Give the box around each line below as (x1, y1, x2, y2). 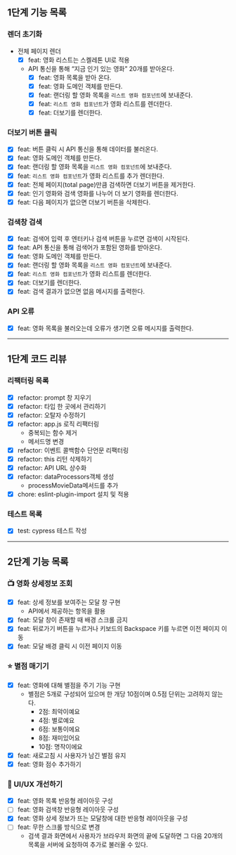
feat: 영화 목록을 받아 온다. (38, 73, 112, 81)
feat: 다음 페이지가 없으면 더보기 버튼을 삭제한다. (17, 197, 151, 206)
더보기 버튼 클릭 (7, 127, 58, 137)
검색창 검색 (7, 217, 43, 227)
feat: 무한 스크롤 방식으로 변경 (17, 823, 100, 831)
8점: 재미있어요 (38, 733, 81, 742)
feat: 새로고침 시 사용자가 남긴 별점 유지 (17, 751, 126, 759)
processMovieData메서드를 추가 (27, 481, 119, 490)
